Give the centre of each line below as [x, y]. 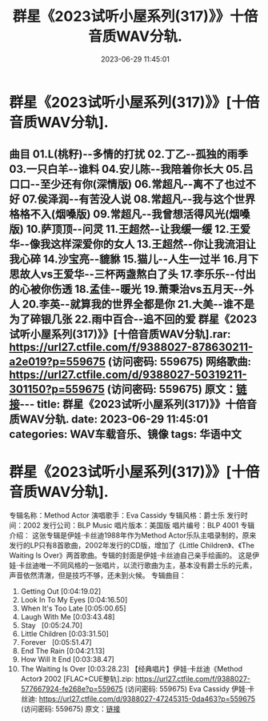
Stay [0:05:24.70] [52, 626]
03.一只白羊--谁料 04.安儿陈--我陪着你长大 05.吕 [131, 169]
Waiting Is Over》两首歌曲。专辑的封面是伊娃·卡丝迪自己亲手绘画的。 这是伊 [134, 555]
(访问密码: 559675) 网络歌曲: [179, 362]
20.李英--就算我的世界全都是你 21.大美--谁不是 [138, 304]
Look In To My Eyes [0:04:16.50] [74, 600]
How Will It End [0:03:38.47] [67, 659]
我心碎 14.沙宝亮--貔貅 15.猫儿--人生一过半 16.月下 [134, 260]
